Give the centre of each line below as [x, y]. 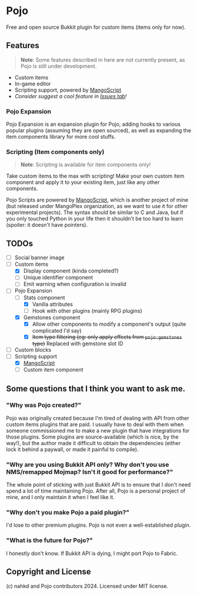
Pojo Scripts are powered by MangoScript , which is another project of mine [97, 200]
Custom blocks [33, 350]
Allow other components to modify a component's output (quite [109, 324]
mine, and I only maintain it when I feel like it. [60, 497]
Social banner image [39, 258]
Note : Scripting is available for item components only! [86, 165]
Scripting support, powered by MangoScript [68, 90]
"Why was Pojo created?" [44, 405]
